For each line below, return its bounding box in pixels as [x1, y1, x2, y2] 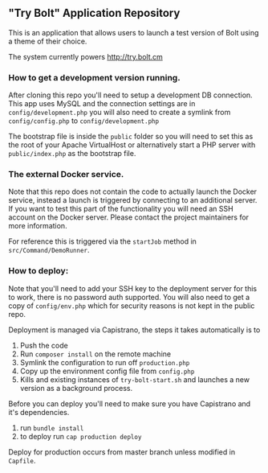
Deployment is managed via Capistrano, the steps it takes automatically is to [8, 325, 261, 335]
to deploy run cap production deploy [19, 431, 142, 441]
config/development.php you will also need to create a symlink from [8, 108, 231, 117]
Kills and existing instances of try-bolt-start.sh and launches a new [19, 374, 250, 385]
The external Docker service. [8, 169, 124, 180]
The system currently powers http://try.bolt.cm [8, 51, 163, 61]
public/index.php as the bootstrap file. [8, 149, 136, 158]
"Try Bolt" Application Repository [8, 6, 181, 20]
